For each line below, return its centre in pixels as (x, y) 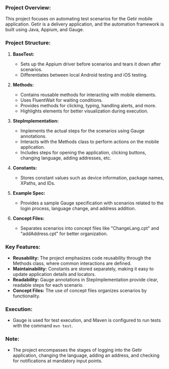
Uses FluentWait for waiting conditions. (62, 100)
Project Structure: (28, 43)
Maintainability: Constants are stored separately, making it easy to (83, 269)
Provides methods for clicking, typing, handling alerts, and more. (88, 105)
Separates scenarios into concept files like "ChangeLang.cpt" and (90, 228)
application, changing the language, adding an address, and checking (86, 355)
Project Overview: (28, 8)
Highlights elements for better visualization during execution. (84, 111)
